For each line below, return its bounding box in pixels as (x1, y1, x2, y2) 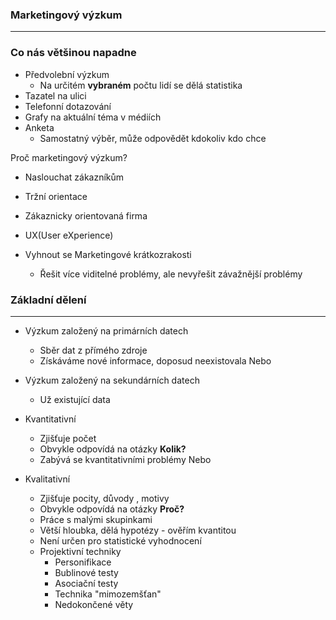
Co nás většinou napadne (10, 46, 137, 60)
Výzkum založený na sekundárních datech (24, 374, 200, 386)
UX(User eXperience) (24, 229, 114, 241)
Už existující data (39, 393, 111, 405)
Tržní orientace (24, 190, 88, 202)
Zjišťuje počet (39, 432, 97, 444)
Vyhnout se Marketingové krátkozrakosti (24, 248, 192, 260)
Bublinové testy (54, 566, 119, 578)
